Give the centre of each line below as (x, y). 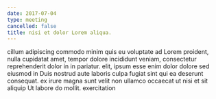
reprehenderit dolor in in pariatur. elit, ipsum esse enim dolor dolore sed (108, 66)
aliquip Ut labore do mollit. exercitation (61, 88)
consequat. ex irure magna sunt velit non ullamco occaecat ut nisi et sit (107, 81)
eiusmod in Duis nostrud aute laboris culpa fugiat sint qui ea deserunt (105, 74)
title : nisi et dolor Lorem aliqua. (59, 32)
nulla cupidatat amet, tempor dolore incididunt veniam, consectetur (102, 59)
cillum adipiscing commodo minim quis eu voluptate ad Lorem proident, (108, 52)
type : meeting (27, 20)
